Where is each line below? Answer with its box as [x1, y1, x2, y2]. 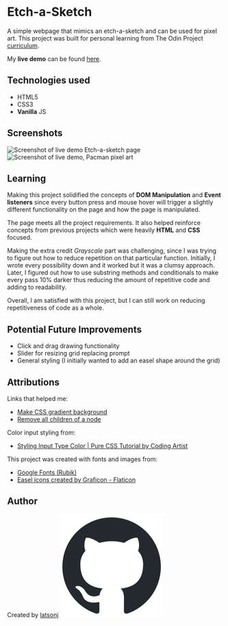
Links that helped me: [7, 395, 68, 402]
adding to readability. [7, 283, 67, 292]
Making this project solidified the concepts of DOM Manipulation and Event [7, 191, 221, 199]
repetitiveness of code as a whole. [7, 303, 105, 312]
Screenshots [7, 128, 63, 139]
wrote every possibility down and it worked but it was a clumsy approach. [7, 262, 215, 270]
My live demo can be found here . [7, 54, 101, 62]
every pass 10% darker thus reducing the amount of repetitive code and [7, 276, 210, 284]
